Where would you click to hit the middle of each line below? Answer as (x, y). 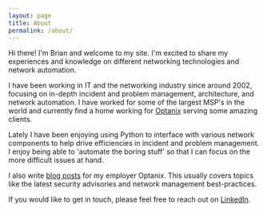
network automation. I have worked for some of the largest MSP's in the (127, 102)
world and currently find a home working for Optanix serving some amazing (133, 111)
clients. (20, 120)
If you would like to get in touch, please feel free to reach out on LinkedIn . (130, 199)
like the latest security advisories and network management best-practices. (133, 184)
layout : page (30, 16)
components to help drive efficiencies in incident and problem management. (134, 143)
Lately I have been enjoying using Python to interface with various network (131, 135)
